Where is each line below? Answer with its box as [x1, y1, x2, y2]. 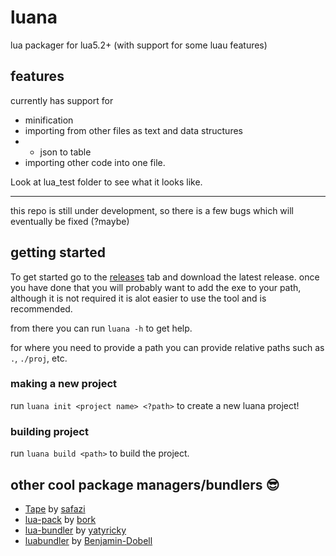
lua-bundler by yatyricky [24, 524, 127, 536]
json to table [39, 146, 92, 158]
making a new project [10, 377, 118, 391]
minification [24, 114, 74, 126]
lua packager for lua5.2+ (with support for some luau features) [10, 39, 268, 51]
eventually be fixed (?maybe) [10, 215, 130, 227]
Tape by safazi [24, 502, 86, 515]
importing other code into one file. [24, 156, 166, 168]
